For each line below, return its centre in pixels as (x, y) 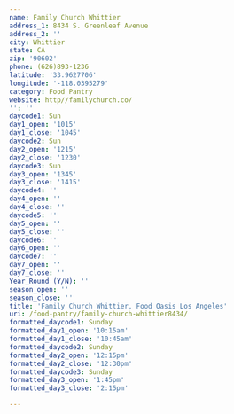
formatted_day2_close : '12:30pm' (71, 363)
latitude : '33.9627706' (53, 75)
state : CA (27, 51)
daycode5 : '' (33, 215)
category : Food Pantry (51, 91)
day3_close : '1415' (45, 183)
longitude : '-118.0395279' (59, 83)
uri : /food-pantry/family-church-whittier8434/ (99, 314)
